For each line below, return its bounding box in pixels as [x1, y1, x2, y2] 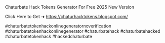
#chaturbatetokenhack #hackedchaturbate [5, 34, 92, 39]
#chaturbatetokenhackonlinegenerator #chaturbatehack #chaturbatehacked [5, 28, 161, 34]
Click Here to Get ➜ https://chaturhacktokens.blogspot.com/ [5, 14, 128, 19]
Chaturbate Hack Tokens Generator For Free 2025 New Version [5, 4, 134, 10]
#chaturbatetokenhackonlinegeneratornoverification [5, 23, 112, 29]
